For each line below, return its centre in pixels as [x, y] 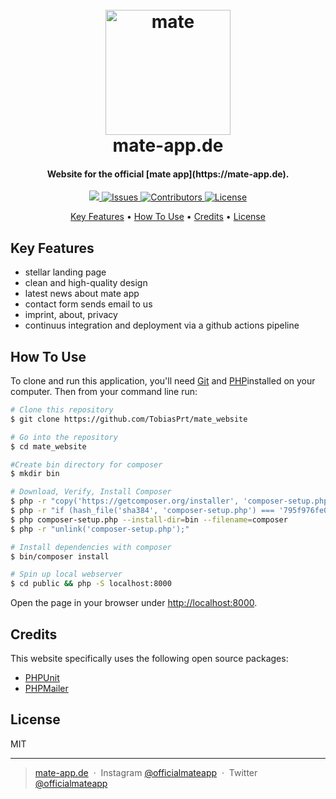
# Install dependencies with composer [91, 547]
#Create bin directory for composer [86, 464]
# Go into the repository [64, 437]
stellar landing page [65, 272]
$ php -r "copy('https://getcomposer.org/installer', [125, 501]
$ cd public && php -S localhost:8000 [91, 584]
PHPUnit [42, 677]
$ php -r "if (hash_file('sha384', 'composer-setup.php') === [142, 511]
